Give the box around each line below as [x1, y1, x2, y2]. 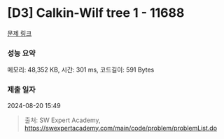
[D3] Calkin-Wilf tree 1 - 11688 [7, 5, 185, 21]
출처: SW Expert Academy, [24, 116, 101, 124]
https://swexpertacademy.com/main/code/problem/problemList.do [24, 124, 218, 132]
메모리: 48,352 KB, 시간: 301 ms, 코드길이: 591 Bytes [7, 65, 155, 74]
